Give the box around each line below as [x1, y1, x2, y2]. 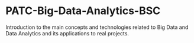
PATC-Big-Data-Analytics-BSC [5, 4, 161, 18]
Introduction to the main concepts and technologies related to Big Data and [5, 24, 189, 31]
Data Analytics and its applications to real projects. [5, 29, 130, 37]
